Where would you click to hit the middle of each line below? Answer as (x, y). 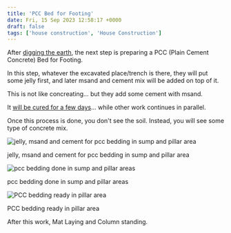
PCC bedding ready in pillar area (53, 209)
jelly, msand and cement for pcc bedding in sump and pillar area (98, 155)
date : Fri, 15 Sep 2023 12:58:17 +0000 (64, 20)
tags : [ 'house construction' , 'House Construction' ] (84, 33)
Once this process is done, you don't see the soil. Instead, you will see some (116, 121)
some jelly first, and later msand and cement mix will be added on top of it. (113, 81)
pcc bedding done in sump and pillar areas (68, 182)
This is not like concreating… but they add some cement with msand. (105, 94)
